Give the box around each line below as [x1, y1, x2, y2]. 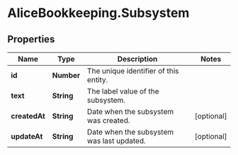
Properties [7, 33, 55, 45]
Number [52, 71, 81, 80]
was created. [87, 115, 130, 125]
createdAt [11, 111, 46, 121]
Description [117, 54, 158, 64]
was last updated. [87, 136, 147, 146]
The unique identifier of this [87, 66, 179, 76]
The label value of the [87, 86, 159, 96]
